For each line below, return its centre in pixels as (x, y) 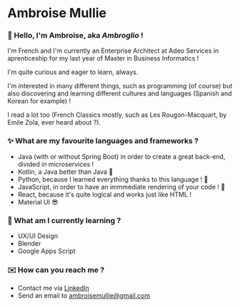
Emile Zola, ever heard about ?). (54, 123)
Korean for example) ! (39, 101)
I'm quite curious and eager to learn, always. (73, 72)
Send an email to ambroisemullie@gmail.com (84, 296)
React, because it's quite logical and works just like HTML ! (104, 194)
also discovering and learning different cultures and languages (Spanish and (120, 93)
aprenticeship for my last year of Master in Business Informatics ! (103, 58)
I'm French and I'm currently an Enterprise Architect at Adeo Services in (113, 51)
